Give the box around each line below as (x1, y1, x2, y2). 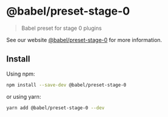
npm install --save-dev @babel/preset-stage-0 (6, 82, 127, 88)
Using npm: (6, 70, 35, 77)
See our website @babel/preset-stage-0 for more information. (6, 36, 163, 43)
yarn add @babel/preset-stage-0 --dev (6, 105, 105, 111)
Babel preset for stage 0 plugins (21, 24, 102, 32)
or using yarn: (6, 93, 41, 100)
